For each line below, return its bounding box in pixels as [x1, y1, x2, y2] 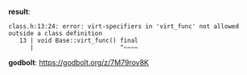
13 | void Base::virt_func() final [19, 36, 138, 44]
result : [8, 7, 31, 16]
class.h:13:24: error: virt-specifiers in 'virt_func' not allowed [8, 23, 240, 31]
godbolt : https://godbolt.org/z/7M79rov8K [8, 58, 150, 67]
